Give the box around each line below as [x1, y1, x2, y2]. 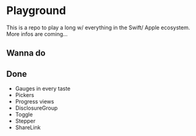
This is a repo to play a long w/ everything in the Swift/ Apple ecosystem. [6, 24, 191, 31]
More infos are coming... [6, 30, 68, 37]
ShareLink [15, 124, 41, 131]
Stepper [15, 117, 35, 125]
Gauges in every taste [15, 85, 71, 92]
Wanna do [6, 48, 46, 59]
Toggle [15, 111, 33, 118]
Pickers [15, 91, 35, 99]
